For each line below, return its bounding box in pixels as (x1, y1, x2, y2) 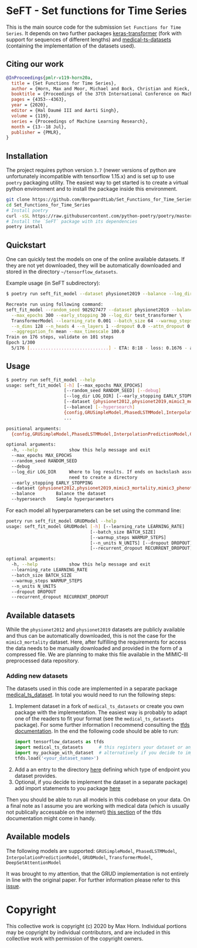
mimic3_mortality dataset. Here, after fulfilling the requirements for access (6, 638, 186, 646)
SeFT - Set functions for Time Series (6, 4, 188, 18)
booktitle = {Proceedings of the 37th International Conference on (11, 91, 180, 97)
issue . (6, 882, 21, 889)
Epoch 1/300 (6, 340, 35, 346)
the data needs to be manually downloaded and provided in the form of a (6, 645, 183, 652)
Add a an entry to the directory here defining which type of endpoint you (14, 766, 191, 773)
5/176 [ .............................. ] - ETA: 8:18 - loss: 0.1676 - (11, 345, 188, 351)
